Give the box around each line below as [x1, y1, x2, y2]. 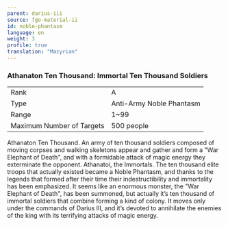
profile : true [7, 42, 48, 49]
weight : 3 [7, 36, 36, 42]
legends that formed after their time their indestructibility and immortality [7, 175, 212, 184]
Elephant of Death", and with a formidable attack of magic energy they [7, 153, 206, 162]
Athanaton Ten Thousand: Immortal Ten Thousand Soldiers [7, 71, 208, 80]
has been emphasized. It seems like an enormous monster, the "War [7, 182, 200, 190]
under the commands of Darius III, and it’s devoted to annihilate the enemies [7, 204, 222, 212]
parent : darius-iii [7, 10, 63, 17]
